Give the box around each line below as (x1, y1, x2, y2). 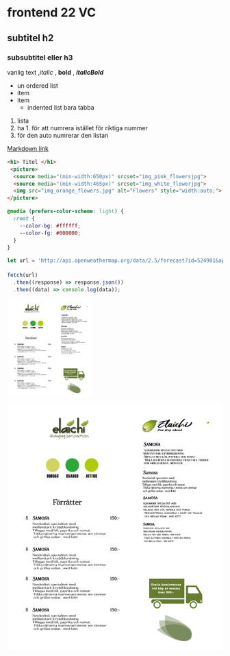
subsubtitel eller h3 (7, 53, 73, 62)
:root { (13, 215, 36, 222)
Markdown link (7, 144, 49, 152)
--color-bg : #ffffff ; (19, 222, 81, 229)
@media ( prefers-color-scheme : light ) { (7, 208, 125, 215)
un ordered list (16, 81, 58, 90)
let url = (7, 257, 36, 265)
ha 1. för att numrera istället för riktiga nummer (16, 123, 149, 132)
